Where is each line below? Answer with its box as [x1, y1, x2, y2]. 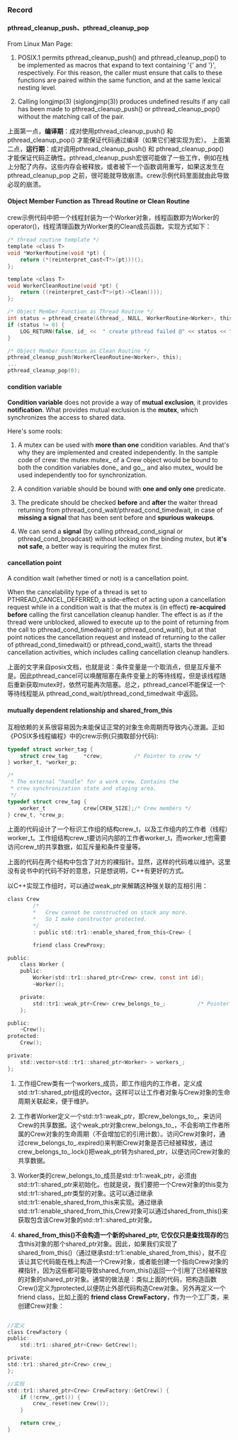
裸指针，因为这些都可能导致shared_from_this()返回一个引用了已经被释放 [17, 1266, 228, 1274]
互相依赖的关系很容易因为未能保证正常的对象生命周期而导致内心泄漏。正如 [7, 722, 225, 731]
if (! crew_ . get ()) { [20, 1393, 81, 1401]
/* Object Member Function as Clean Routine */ [7, 347, 151, 355]
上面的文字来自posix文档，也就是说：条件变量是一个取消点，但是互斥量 [7, 663, 216, 671]
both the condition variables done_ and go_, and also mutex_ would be [17, 463, 223, 472]
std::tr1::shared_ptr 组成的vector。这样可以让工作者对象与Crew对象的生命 [17, 1088, 230, 1096]
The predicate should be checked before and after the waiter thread [17, 498, 218, 507]
